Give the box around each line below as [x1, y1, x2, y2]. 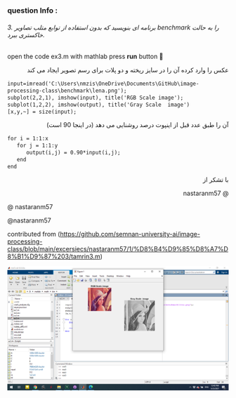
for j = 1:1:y [16, 142, 58, 150]
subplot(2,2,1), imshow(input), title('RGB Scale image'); [7, 94, 184, 102]
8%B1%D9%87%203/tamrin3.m [7, 252, 100, 261]
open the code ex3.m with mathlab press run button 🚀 [7, 52, 164, 61]
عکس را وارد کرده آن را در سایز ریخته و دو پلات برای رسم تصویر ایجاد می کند [27, 66, 229, 74]
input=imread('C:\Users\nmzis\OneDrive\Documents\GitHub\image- [7, 80, 199, 88]
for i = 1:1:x [7, 135, 49, 142]
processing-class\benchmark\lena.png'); [7, 87, 128, 95]
